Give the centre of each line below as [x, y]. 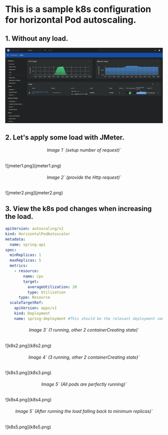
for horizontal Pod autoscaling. [71, 20]
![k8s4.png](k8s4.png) [28, 400]
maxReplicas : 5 [25, 260]
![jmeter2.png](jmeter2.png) [34, 193]
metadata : [15, 239]
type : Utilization [46, 292]
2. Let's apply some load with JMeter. [65, 137]
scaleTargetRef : [26, 303]
